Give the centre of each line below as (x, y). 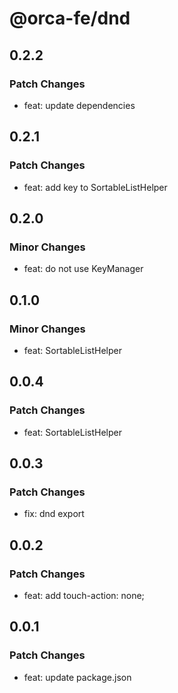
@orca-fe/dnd (70, 18)
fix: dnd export (54, 514)
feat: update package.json (77, 677)
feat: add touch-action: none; (84, 595)
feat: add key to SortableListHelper (95, 187)
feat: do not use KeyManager (83, 269)
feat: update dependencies (79, 105)
